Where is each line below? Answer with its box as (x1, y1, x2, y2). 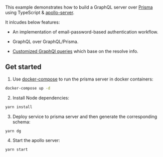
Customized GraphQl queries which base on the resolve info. (12, 48, 139, 54)
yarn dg (5, 128, 22, 133)
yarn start (5, 147, 28, 152)
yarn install (5, 104, 33, 109)
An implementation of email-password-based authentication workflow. (12, 29, 158, 34)
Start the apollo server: (12, 137, 60, 143)
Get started (5, 62, 42, 71)
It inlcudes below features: (5, 19, 60, 25)
